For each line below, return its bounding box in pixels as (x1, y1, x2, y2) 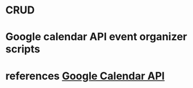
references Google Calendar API (5, 69, 165, 82)
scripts (5, 43, 40, 56)
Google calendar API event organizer (5, 30, 187, 44)
